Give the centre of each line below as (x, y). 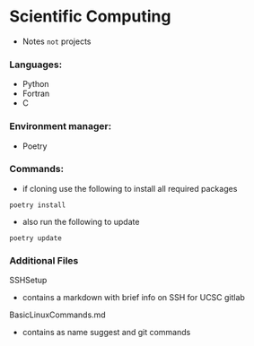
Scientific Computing (90, 17)
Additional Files (44, 260)
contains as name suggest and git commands (106, 333)
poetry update (36, 238)
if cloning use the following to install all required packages (130, 188)
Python (35, 84)
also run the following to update (81, 221)
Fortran (36, 94)
